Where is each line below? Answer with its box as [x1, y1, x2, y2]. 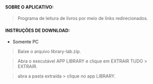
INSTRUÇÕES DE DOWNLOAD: [5, 27, 70, 33]
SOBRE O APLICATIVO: [5, 4, 54, 10]
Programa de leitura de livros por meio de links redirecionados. [17, 15, 148, 21]
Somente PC [12, 39, 39, 45]
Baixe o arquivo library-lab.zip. [17, 48, 82, 54]
